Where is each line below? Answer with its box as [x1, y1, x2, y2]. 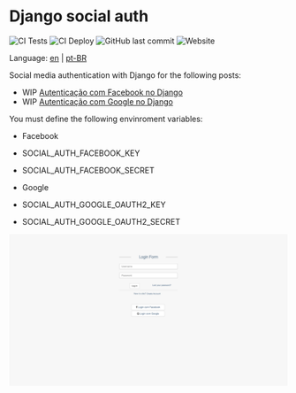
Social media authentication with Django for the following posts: [9, 69, 241, 81]
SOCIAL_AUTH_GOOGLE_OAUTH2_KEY [21, 199, 166, 210]
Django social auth [9, 6, 148, 27]
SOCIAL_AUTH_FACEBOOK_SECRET [21, 165, 155, 175]
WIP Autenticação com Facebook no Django [21, 87, 184, 97]
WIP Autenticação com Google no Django [21, 96, 174, 107]
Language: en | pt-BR [9, 52, 87, 63]
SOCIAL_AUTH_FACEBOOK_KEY [21, 148, 140, 158]
